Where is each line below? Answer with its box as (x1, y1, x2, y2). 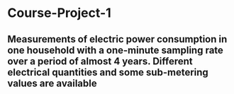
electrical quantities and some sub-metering (7, 66, 209, 78)
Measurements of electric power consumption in (7, 33, 228, 45)
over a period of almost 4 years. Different (7, 55, 193, 67)
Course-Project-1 (7, 5, 111, 21)
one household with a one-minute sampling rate (7, 44, 223, 56)
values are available (7, 77, 97, 89)
